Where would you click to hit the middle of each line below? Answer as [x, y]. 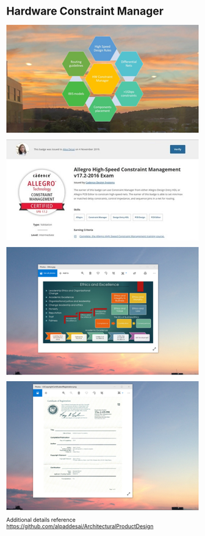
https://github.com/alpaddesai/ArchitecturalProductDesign [80, 526]
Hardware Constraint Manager [85, 11]
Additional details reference [41, 520]
